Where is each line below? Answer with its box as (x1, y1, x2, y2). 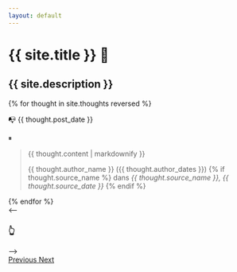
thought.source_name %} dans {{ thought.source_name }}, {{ (27, 173, 229, 182)
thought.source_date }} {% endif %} (27, 181, 146, 191)
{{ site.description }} (8, 77, 114, 91)
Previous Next (8, 255, 55, 264)
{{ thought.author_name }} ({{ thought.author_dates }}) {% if (27, 164, 225, 173)
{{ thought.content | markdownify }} (27, 149, 146, 158)
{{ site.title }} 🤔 (8, 45, 110, 64)
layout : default (8, 11, 62, 20)
